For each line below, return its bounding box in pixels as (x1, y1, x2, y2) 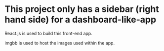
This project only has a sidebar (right (4, 3, 159, 15)
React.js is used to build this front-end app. (4, 30, 92, 36)
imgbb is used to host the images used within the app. (4, 40, 115, 46)
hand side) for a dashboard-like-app (4, 14, 157, 25)
